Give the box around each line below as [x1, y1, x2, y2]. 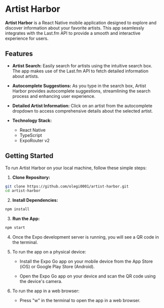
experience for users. [5, 35, 49, 41]
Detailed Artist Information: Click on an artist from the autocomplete [12, 102, 153, 109]
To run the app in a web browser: [12, 288, 80, 294]
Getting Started [5, 152, 54, 160]
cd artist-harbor [5, 188, 41, 193]
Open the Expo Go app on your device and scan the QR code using [19, 273, 156, 279]
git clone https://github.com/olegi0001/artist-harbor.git [5, 184, 129, 189]
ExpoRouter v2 [19, 137, 50, 143]
